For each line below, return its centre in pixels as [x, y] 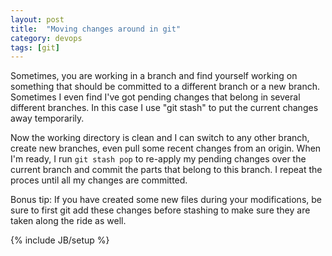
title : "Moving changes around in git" [96, 29]
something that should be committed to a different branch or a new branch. [165, 87]
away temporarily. [47, 118]
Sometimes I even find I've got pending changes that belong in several [155, 97]
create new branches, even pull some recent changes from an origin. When [166, 148]
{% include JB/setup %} [60, 240]
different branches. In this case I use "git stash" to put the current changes [164, 108]
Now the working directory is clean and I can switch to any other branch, [160, 138]
